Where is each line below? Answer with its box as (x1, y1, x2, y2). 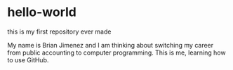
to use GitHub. (7, 55, 49, 64)
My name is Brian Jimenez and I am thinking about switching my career (7, 41, 214, 49)
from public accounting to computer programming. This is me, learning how (7, 48, 226, 57)
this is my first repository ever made (7, 27, 112, 36)
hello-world (7, 4, 77, 20)
